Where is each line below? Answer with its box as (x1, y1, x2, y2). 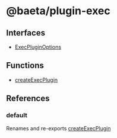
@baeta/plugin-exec (6, 4, 111, 18)
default (6, 111, 28, 120)
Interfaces (6, 28, 46, 38)
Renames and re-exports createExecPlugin (6, 124, 111, 131)
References (6, 94, 50, 104)
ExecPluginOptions (14, 43, 61, 50)
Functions (6, 60, 45, 70)
